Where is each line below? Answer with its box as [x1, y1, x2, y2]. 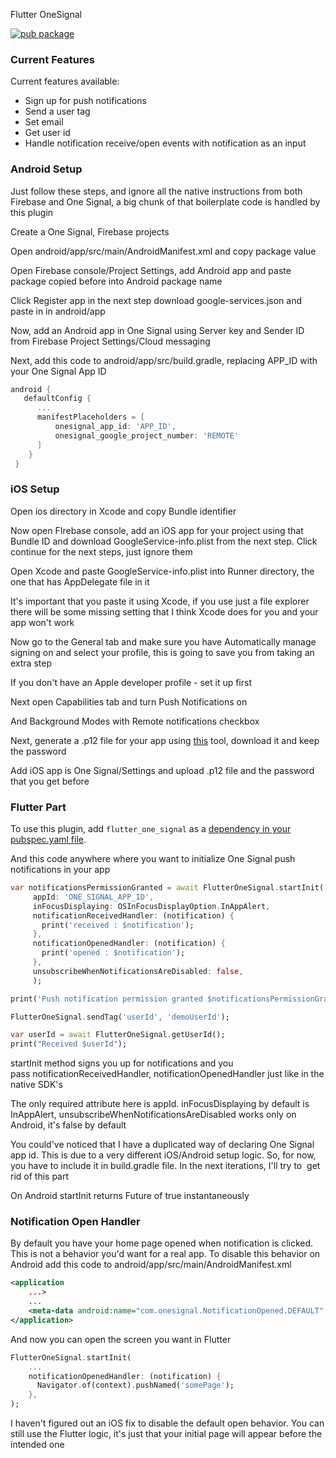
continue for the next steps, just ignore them [10, 545, 193, 558]
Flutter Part [10, 800, 67, 814]
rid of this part [10, 1170, 70, 1183]
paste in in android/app [10, 305, 106, 317]
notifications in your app [10, 864, 111, 876]
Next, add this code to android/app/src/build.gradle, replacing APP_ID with [10, 354, 318, 366]
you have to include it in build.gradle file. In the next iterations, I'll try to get [10, 1160, 321, 1172]
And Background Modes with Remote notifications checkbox [10, 715, 260, 727]
